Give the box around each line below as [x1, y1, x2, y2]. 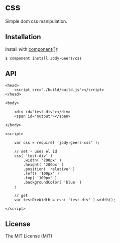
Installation [5, 33, 41, 41]
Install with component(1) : [5, 46, 59, 52]
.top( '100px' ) [23, 175, 57, 180]
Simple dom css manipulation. [5, 18, 68, 24]
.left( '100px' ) [23, 171, 59, 176]
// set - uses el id [14, 149, 57, 154]
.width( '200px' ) [23, 157, 62, 163]
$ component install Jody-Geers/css [5, 56, 82, 61]
